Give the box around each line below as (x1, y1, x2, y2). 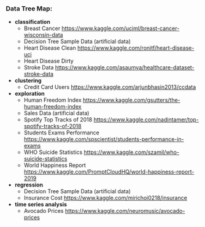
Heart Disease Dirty (23, 57, 74, 65)
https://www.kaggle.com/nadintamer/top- (93, 116, 199, 123)
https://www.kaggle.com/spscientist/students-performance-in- (23, 136, 185, 143)
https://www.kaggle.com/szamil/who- (83, 148, 179, 156)
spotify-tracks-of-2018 (23, 123, 82, 130)
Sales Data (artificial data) (23, 109, 90, 117)
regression (14, 181, 44, 188)
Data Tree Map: (6, 4, 53, 13)
